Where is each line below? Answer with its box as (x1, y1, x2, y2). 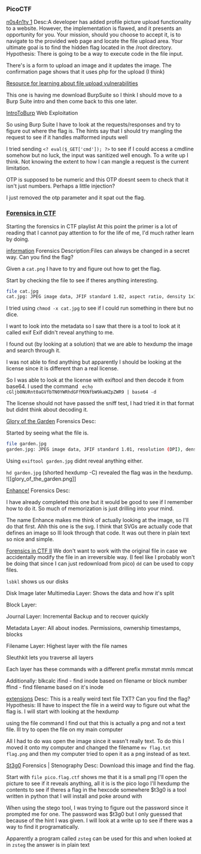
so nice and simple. (6, 536, 54, 543)
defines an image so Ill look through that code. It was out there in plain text (6, 529, 190, 536)
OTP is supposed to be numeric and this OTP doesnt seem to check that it (6, 176, 189, 183)
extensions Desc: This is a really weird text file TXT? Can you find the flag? (6, 695, 190, 702)
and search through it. (6, 347, 61, 354)
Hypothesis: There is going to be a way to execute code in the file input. (6, 50, 184, 58)
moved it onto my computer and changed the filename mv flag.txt (6, 744, 171, 751)
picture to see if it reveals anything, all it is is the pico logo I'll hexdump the (6, 780, 190, 787)
